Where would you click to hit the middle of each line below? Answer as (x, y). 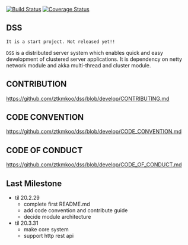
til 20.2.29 (27, 198)
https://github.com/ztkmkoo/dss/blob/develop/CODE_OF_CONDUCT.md (94, 165)
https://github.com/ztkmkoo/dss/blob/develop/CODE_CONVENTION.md (94, 132)
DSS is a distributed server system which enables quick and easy (85, 52)
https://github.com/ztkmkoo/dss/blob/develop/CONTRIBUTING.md (88, 98)
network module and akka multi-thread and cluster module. (79, 65)
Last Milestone (34, 183)
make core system (46, 230)
